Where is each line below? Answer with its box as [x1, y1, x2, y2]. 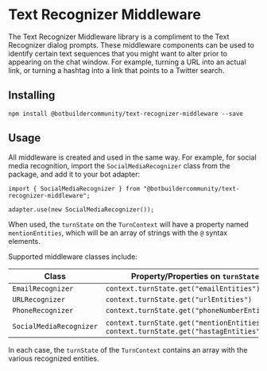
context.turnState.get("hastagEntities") [105, 327, 265, 335]
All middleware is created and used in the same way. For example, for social [8, 153, 257, 162]
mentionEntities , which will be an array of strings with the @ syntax [8, 228, 228, 238]
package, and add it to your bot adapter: [8, 169, 141, 179]
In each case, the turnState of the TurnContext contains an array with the [8, 345, 248, 354]
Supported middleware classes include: [8, 252, 137, 261]
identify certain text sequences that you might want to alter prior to [8, 48, 228, 58]
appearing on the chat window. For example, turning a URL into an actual [8, 57, 246, 67]
